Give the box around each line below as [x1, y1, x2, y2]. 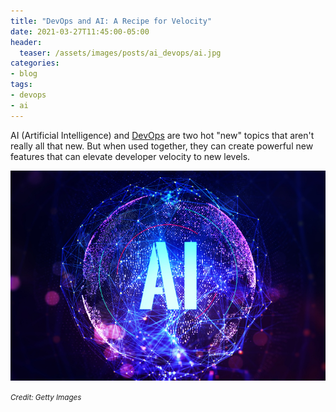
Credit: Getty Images [10, 392, 82, 402]
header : [10, 37, 43, 47]
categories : [10, 58, 60, 69]
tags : [10, 80, 33, 90]
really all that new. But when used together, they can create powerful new [10, 140, 314, 152]
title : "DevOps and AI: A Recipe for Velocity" [10, 16, 213, 26]
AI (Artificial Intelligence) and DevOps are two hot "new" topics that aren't [10, 129, 315, 141]
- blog [10, 69, 38, 79]
